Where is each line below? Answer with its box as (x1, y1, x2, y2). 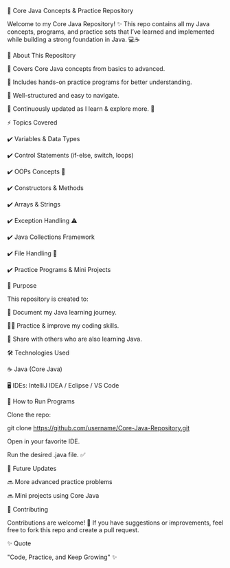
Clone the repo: (7, 410, 51, 419)
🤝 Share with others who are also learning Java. (7, 335, 142, 343)
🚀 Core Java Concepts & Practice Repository (7, 7, 134, 14)
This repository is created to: (7, 295, 89, 303)
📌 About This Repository (7, 52, 76, 59)
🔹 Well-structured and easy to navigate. (7, 92, 119, 99)
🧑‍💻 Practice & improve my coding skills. (7, 322, 119, 330)
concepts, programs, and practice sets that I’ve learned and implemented (7, 28, 215, 36)
